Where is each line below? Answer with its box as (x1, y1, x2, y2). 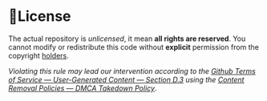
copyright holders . (8, 50, 70, 60)
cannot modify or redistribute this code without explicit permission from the (8, 42, 259, 51)
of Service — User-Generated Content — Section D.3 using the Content (8, 75, 245, 84)
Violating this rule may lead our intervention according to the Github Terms (8, 66, 257, 75)
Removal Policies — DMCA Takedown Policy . (8, 83, 157, 93)
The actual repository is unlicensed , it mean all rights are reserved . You (8, 34, 246, 43)
